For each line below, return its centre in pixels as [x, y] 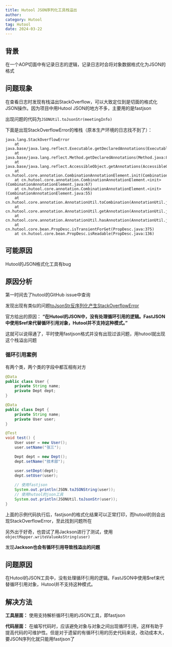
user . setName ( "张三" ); [38, 448]
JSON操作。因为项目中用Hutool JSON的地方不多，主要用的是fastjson [79, 108]
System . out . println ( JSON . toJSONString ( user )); [65, 490]
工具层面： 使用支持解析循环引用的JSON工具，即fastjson [65, 615]
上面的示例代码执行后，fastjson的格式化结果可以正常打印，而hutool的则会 [83, 514]
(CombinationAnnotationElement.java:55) [49, 193]
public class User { [27, 381]
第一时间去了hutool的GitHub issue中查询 [48, 295]
